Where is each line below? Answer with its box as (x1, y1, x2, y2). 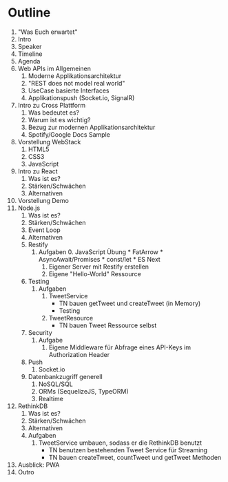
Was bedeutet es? (28, 108, 80, 117)
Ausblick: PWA (17, 461, 60, 469)
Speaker (17, 42, 42, 50)
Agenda (17, 57, 41, 65)
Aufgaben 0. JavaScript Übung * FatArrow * (38, 247, 164, 256)
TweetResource (48, 314, 94, 322)
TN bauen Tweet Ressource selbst (59, 321, 157, 329)
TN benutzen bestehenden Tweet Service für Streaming (48, 445, 207, 454)
